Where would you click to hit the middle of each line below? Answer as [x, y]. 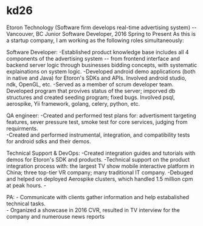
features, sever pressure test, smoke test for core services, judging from [97, 122]
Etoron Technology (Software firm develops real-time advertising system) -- [101, 27]
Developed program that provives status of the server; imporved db [91, 91]
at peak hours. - [26, 185]
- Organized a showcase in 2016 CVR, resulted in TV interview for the [93, 210]
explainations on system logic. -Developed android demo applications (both [101, 71]
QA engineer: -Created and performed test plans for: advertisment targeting [101, 115]
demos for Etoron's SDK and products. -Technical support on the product [98, 159]
